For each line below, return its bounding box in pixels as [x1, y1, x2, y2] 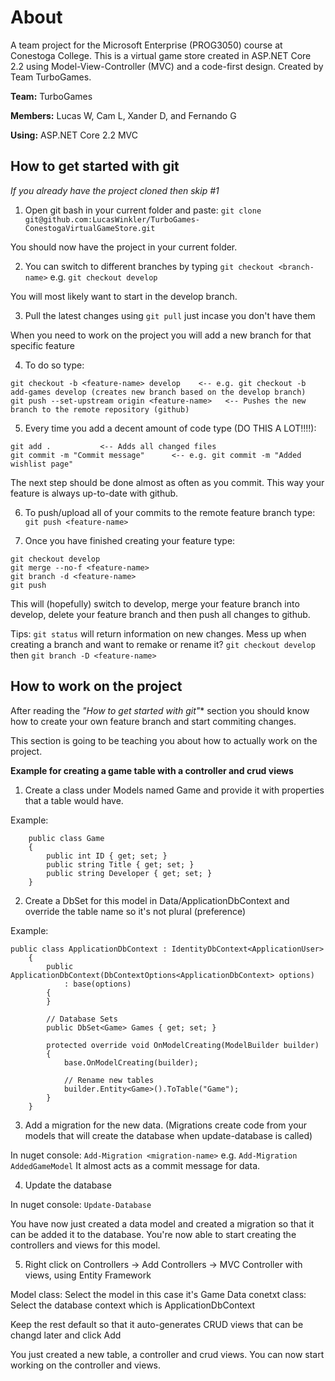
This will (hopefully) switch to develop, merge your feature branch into [10, 597, 300, 610]
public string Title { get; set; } [46, 859, 195, 870]
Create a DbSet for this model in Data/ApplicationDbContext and [24, 894, 290, 906]
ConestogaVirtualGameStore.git [24, 223, 156, 233]
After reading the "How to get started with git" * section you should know [10, 704, 310, 716]
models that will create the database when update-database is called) [24, 1129, 313, 1141]
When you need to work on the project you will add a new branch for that [10, 329, 312, 341]
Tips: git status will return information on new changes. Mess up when [10, 627, 307, 640]
